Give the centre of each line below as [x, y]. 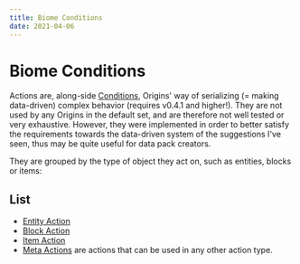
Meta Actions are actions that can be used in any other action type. [147, 250]
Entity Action [46, 222]
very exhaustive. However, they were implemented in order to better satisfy [149, 125]
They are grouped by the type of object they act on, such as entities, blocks [150, 161]
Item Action [44, 240]
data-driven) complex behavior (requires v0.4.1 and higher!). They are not [146, 106]
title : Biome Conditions [56, 18]
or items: [26, 171]
